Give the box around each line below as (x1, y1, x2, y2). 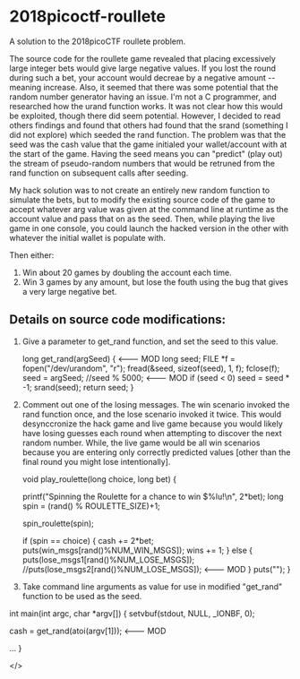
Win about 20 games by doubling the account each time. (21, 267, 232, 278)
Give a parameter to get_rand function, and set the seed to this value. (21, 336, 279, 347)
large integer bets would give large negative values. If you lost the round (9, 63, 276, 73)
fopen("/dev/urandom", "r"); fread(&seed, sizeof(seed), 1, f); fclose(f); (21, 363, 280, 374)
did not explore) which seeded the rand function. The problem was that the (9, 129, 287, 140)
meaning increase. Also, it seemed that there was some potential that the (9, 82, 279, 92)
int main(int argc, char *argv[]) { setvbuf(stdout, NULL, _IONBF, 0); (9, 607, 255, 619)
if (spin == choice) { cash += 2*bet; (21, 535, 154, 546)
